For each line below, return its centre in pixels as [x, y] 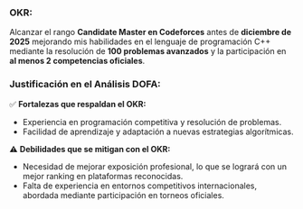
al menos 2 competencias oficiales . [77, 61]
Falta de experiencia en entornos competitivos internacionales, [140, 186]
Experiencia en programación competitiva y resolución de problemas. [152, 122]
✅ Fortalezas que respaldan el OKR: [78, 104]
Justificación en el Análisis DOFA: [85, 85]
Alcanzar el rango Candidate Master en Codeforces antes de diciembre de [151, 32]
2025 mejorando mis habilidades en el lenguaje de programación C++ [140, 41]
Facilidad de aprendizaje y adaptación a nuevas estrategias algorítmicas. [158, 132]
